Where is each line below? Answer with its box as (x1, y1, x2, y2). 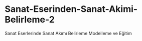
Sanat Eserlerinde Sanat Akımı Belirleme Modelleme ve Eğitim (5, 30, 132, 36)
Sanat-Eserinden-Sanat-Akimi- (5, 3, 138, 15)
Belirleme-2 (5, 14, 55, 25)
